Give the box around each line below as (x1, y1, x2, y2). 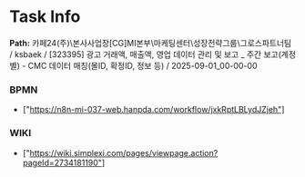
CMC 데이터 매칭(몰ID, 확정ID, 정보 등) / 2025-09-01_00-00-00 (27, 60, 258, 71)
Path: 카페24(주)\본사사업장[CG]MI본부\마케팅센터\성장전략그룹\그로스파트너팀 (9, 37, 292, 48)
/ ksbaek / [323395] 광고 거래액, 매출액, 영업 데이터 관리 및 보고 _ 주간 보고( (9, 48, 282, 60)
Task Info (9, 6, 81, 27)
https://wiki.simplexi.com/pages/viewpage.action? (29, 147, 219, 158)
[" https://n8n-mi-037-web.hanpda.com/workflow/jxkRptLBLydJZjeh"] (22, 104, 285, 115)
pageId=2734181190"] (22, 157, 106, 168)
